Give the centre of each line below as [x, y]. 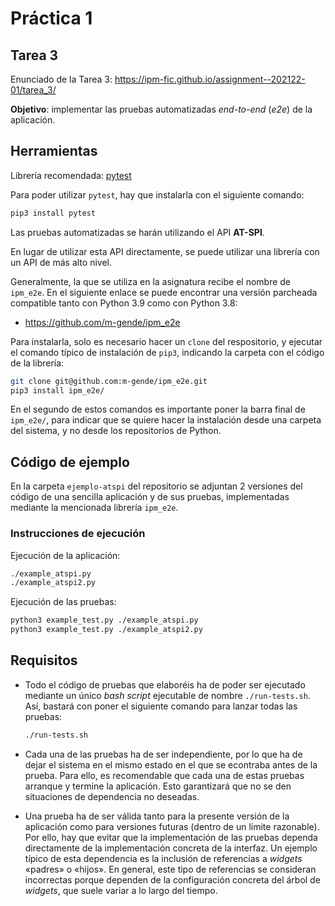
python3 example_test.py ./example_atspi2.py [106, 630]
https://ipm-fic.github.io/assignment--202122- [210, 79]
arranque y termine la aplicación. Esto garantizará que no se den [158, 786]
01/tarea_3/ [33, 90]
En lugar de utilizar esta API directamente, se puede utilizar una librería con [165, 251]
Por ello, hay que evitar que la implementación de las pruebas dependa [171, 837]
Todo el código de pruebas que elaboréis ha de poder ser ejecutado [165, 684]
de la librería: [37, 363]
